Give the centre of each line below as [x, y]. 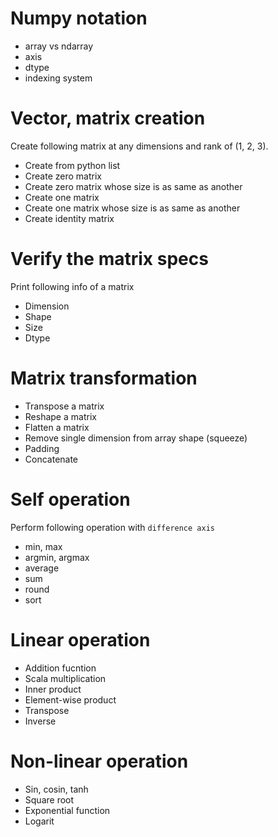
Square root [49, 799]
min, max [43, 546]
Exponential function [67, 810]
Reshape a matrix [60, 416]
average [42, 568]
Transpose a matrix [64, 406]
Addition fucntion [60, 668]
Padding [42, 448]
